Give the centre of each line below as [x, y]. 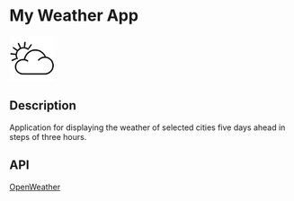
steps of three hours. [48, 136]
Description [43, 105]
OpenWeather [35, 187]
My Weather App [74, 16]
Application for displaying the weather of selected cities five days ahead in [147, 127]
